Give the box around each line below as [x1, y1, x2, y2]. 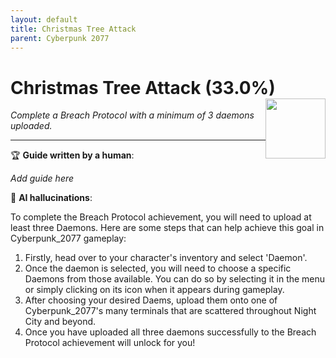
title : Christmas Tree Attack [10, 24, 137, 34]
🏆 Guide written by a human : [10, 149, 135, 161]
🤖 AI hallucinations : [10, 192, 93, 204]
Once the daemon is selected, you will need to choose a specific [24, 262, 292, 275]
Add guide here [10, 172, 75, 185]
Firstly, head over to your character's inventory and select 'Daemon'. [24, 252, 308, 264]
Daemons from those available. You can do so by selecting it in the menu [24, 273, 326, 285]
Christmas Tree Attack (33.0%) [10, 76, 276, 99]
